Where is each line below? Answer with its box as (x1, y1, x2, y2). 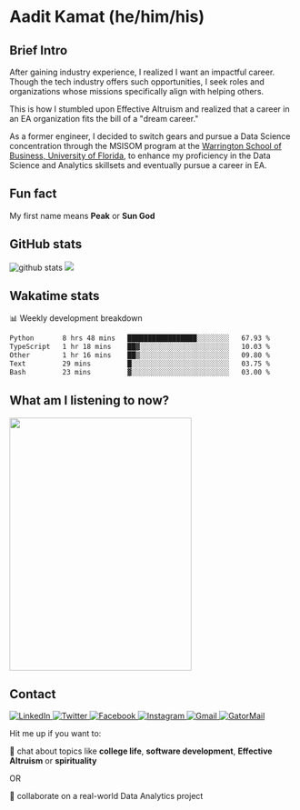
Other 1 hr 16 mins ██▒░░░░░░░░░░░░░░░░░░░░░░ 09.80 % (9, 351, 271, 360)
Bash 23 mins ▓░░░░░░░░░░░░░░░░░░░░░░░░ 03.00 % (9, 367, 271, 376)
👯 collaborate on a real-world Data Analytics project (9, 791, 204, 802)
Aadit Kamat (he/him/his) (9, 6, 205, 27)
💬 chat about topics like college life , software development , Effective (9, 745, 273, 756)
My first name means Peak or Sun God (9, 210, 155, 221)
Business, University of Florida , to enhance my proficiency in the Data (9, 150, 271, 161)
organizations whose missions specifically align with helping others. (9, 86, 265, 96)
